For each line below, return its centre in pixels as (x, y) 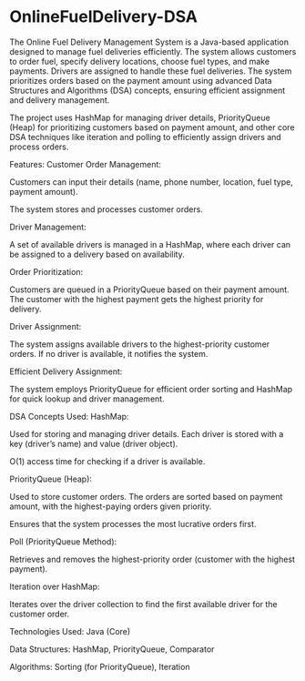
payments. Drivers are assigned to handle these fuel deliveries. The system (151, 71)
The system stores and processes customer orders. (106, 209)
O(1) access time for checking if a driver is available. (107, 461)
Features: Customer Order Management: (86, 164)
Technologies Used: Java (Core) (70, 631)
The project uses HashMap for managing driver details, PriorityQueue (140, 117)
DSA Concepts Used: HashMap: (69, 416)
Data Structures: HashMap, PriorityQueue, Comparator (112, 649)
